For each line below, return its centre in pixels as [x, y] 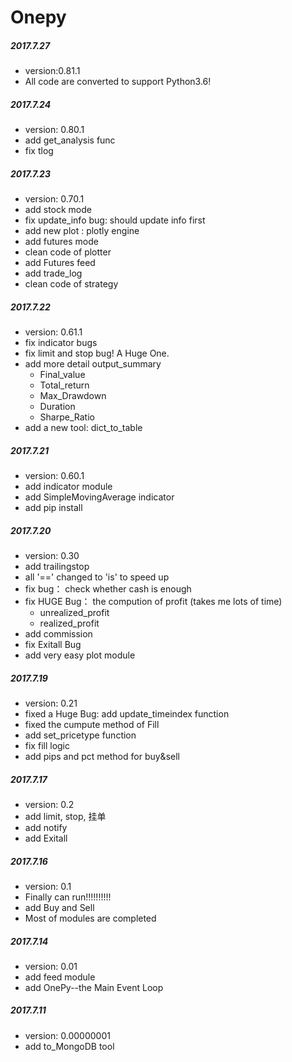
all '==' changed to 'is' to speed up [97, 577]
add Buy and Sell [59, 907]
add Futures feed [60, 263]
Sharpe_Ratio [67, 417]
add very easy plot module [80, 655]
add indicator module [68, 487]
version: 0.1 [48, 886]
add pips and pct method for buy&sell [102, 756]
